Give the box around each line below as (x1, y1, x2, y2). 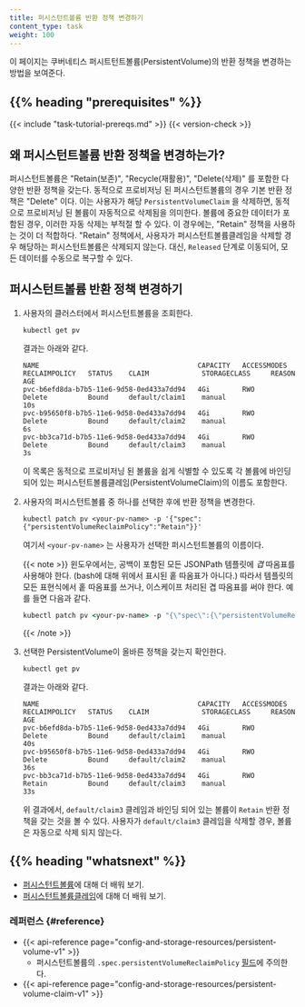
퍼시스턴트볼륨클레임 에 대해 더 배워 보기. (22, 890, 166, 901)
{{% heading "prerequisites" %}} (9, 95, 202, 110)
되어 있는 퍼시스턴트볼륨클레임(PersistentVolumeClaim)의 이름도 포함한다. (22, 476, 288, 487)
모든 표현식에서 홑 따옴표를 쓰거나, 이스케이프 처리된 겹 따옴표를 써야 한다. (22, 581, 284, 592)
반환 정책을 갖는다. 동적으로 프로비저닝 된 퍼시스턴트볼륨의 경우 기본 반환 (25, 184, 283, 195)
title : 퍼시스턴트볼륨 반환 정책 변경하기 (9, 13, 143, 23)
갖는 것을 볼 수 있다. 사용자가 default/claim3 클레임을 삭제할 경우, (39, 815, 275, 826)
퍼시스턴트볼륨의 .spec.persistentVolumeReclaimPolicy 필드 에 (35, 956, 264, 968)
